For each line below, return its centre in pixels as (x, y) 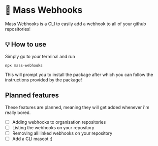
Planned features (32, 95)
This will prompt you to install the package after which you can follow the (79, 74)
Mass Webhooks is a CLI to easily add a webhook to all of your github (76, 24)
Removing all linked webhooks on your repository (62, 133)
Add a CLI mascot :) (32, 139)
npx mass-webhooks (24, 65)
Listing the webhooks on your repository (53, 127)
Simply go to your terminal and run (40, 56)
